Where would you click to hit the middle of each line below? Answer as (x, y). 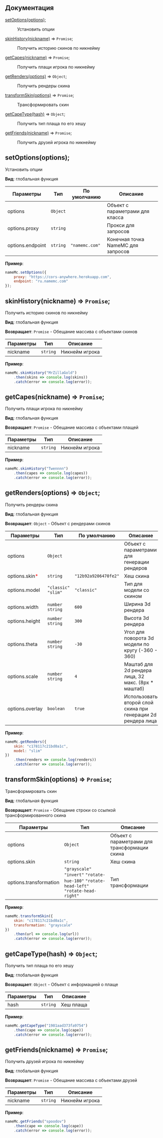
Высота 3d (137, 618)
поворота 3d (139, 638)
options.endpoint (27, 245)
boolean (56, 708)
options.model (24, 590)
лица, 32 (134, 676)
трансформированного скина (36, 815)
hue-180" (74, 881)
